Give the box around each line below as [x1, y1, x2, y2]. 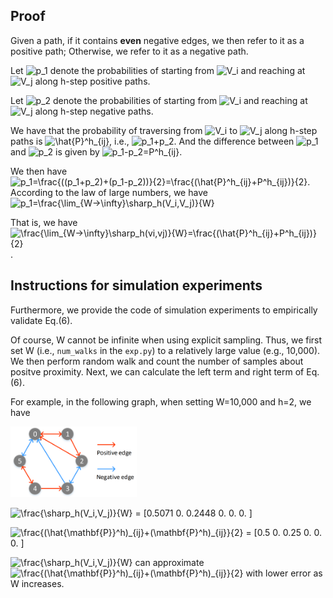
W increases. [10, 577, 65, 589]
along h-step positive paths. [34, 75, 151, 87]
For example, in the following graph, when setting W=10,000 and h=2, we [10, 395, 312, 408]
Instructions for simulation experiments [10, 277, 263, 294]
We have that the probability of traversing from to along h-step [10, 124, 318, 136]
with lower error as [245, 567, 323, 579]
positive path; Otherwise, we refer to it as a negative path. [10, 45, 249, 57]
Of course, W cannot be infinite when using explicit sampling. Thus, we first [10, 334, 323, 346]
